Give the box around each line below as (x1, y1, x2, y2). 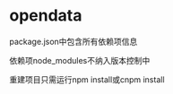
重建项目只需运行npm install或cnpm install (9, 73, 165, 85)
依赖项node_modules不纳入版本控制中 (9, 55, 151, 65)
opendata (9, 5, 82, 26)
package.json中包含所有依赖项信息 (9, 36, 138, 47)
